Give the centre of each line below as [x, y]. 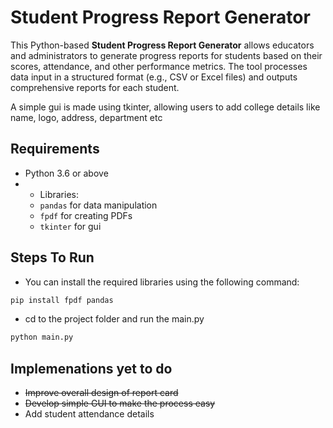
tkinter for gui [70, 226]
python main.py [42, 337]
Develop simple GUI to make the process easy [120, 403]
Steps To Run [52, 257]
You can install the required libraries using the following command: [162, 282]
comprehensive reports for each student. [95, 87]
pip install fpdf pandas [62, 300]
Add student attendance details [89, 414]
